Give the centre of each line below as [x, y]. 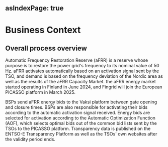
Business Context [43, 30]
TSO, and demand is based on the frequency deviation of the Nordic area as [84, 76]
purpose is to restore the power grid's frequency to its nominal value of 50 [82, 66]
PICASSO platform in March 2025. [40, 92]
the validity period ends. [30, 139]
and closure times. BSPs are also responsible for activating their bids [76, 107]
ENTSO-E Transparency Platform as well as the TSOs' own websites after [81, 134]
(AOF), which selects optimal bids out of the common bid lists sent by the [81, 123]
